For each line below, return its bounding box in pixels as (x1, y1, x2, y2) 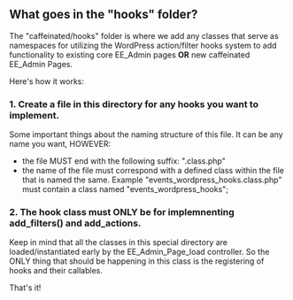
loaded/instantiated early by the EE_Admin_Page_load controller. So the (9, 247, 270, 258)
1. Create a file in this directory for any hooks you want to (9, 97, 259, 110)
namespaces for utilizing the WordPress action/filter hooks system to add (9, 40, 277, 50)
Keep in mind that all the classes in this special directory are (9, 237, 228, 248)
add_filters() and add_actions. (9, 217, 142, 229)
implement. (9, 109, 60, 121)
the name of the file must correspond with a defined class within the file (21, 165, 285, 176)
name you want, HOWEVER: (9, 139, 112, 150)
